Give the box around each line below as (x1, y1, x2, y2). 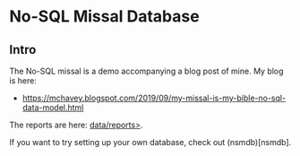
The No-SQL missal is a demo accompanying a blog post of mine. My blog (9, 65, 284, 76)
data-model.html (21, 102, 84, 113)
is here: (9, 75, 38, 86)
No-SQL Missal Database (9, 6, 200, 27)
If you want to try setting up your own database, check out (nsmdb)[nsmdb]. (9, 137, 292, 147)
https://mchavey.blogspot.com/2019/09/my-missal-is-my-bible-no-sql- (21, 92, 287, 103)
